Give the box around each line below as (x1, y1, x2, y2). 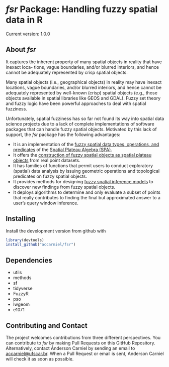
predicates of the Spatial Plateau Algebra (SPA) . (13, 147, 112, 153)
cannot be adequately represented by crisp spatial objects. (6, 69, 128, 75)
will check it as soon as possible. (6, 355, 74, 362)
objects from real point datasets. (13, 157, 80, 163)
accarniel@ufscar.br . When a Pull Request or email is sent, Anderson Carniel (6, 350, 164, 356)
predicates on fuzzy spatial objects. (13, 173, 88, 179)
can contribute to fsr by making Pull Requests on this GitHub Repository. (6, 340, 155, 346)
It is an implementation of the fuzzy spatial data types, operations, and (13, 141, 159, 147)
